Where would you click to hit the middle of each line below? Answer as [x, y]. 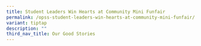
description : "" [26, 28]
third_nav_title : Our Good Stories [51, 34]
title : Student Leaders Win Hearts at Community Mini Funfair [86, 12]
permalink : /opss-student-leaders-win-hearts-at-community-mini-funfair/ [101, 17]
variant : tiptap [26, 23]
